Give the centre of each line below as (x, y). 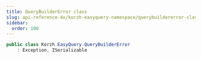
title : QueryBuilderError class (47, 12)
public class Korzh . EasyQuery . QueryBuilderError (68, 45)
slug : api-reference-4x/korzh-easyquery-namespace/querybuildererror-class (103, 17)
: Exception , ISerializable (52, 50)
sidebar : (17, 23)
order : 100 (25, 28)
